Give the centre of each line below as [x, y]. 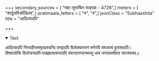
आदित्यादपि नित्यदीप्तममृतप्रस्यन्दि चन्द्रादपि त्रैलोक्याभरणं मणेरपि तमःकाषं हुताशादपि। [68, 47]
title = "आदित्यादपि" [22, 19]
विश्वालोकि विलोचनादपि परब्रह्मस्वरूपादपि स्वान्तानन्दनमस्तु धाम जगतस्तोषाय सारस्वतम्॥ [72, 53]
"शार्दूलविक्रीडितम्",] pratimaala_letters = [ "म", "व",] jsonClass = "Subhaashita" [80, 13]
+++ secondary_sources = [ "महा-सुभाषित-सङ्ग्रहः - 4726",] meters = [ [72, 8]
